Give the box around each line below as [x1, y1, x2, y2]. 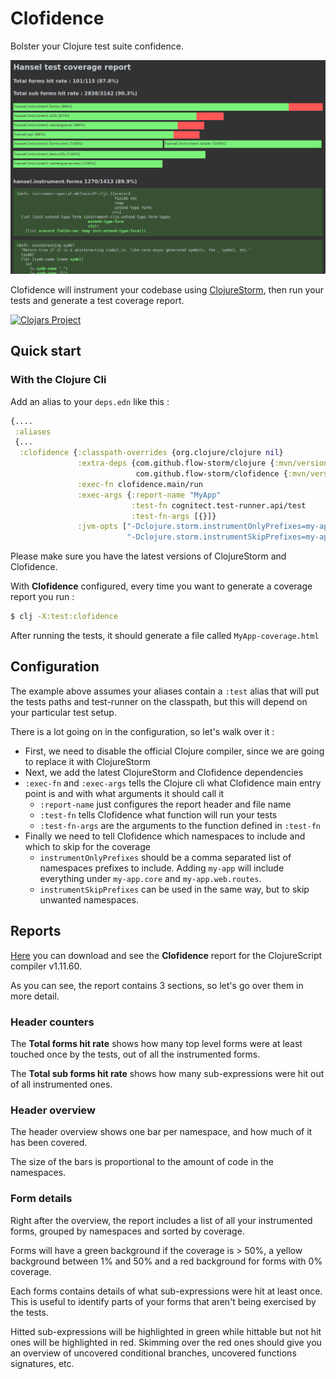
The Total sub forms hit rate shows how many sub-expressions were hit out [10, 1068, 325, 1080]
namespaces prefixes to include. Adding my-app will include [39, 862, 285, 874]
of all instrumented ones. [10, 1078, 113, 1091]
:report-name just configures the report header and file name [39, 798, 292, 810]
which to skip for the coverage [24, 840, 151, 852]
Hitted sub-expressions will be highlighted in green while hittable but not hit [10, 1325, 322, 1337]
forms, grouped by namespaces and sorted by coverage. [10, 1225, 245, 1237]
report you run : [10, 591, 75, 603]
